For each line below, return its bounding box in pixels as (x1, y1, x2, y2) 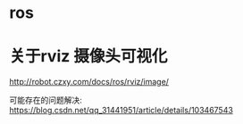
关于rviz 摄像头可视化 (9, 46, 168, 67)
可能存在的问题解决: (9, 95, 83, 105)
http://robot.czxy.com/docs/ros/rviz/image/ (9, 77, 170, 87)
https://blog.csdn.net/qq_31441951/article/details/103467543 (9, 105, 234, 116)
